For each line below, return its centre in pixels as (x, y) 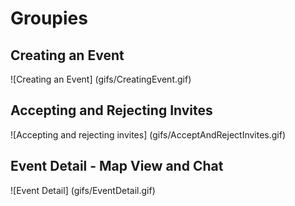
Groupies (49, 18)
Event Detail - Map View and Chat (117, 166)
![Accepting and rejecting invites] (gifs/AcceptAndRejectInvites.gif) (148, 134)
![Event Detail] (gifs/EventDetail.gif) (83, 190)
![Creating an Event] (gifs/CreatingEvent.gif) (101, 79)
